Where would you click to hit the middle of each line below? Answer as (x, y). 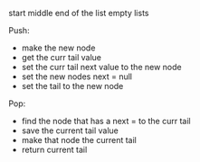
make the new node (58, 48)
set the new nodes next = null (77, 76)
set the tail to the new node (72, 86)
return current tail (54, 149)
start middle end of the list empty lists (79, 13)
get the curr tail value (61, 57)
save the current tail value (70, 130)
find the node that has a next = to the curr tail (106, 121)
